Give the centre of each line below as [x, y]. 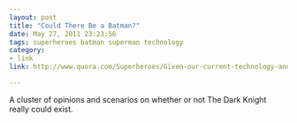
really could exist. [41, 109]
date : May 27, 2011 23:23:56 [63, 34]
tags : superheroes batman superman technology [96, 42]
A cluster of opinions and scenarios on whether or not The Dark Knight [138, 99]
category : [27, 50]
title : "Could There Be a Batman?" [75, 26]
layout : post [33, 17]
